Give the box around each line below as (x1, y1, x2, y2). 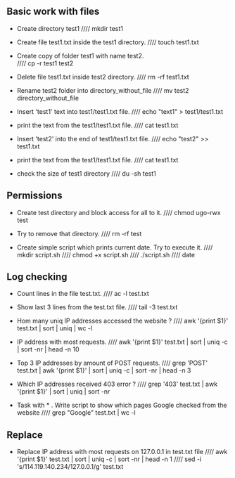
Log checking (6, 271, 68, 283)
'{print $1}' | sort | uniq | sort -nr (16, 387, 110, 396)
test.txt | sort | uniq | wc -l (16, 324, 93, 332)
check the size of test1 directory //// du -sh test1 (16, 169, 156, 178)
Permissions (6, 190, 63, 202)
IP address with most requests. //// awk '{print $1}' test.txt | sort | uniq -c (16, 337, 228, 347)
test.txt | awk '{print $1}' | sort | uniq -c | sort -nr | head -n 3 (16, 366, 191, 375)
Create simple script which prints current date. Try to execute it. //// (16, 243, 213, 252)
